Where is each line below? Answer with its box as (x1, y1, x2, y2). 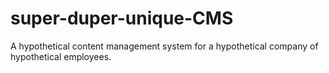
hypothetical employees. (10, 50, 112, 62)
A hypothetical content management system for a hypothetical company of (10, 40, 319, 52)
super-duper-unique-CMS (10, 7, 234, 30)
